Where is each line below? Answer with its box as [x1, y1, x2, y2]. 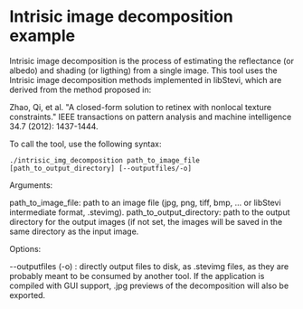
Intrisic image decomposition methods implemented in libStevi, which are [9, 74, 282, 85]
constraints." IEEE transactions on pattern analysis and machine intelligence [9, 111, 292, 122]
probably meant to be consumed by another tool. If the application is [9, 270, 265, 281]
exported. [9, 289, 46, 300]
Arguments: [9, 179, 53, 191]
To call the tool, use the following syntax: [9, 138, 162, 149]
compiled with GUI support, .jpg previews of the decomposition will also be [9, 280, 289, 291]
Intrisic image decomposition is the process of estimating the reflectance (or [9, 55, 294, 66]
